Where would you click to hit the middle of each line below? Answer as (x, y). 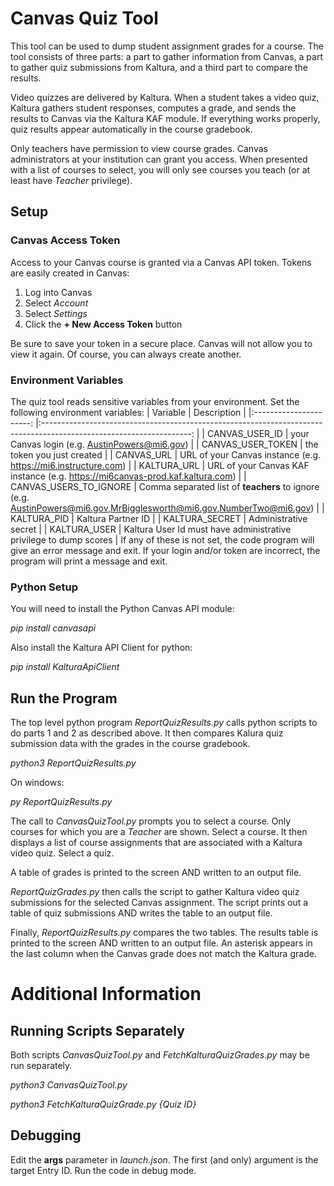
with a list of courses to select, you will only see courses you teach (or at (160, 169)
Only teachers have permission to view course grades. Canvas (139, 148)
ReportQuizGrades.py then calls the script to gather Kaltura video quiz (155, 892)
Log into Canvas (58, 292)
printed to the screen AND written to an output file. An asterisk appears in (161, 943)
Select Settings (56, 313)
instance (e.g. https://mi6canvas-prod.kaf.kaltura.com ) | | (128, 476)
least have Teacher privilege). (71, 180)
